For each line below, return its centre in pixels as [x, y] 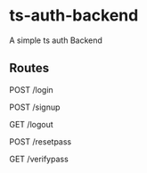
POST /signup [35, 107]
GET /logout [31, 124]
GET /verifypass [39, 159]
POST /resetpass [41, 141]
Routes [29, 68]
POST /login [31, 89]
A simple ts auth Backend [56, 40]
